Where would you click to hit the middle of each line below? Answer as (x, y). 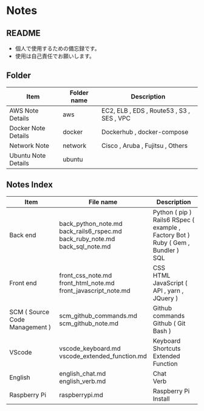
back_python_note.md (91, 223)
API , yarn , (168, 290)
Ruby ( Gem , (171, 242)
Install (161, 398)
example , (167, 227)
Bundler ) (166, 250)
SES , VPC (116, 118)
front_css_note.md (86, 275)
